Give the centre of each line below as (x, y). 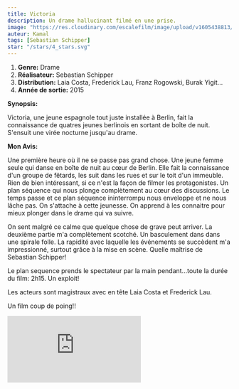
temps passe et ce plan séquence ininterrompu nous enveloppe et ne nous (117, 198)
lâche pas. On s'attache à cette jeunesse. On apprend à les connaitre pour (116, 206)
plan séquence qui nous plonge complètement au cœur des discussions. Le (118, 190)
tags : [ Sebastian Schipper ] (49, 41)
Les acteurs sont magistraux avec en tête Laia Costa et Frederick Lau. (110, 292)
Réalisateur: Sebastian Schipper (65, 75)
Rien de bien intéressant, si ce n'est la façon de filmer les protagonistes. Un (118, 183)
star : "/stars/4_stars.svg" (49, 47)
